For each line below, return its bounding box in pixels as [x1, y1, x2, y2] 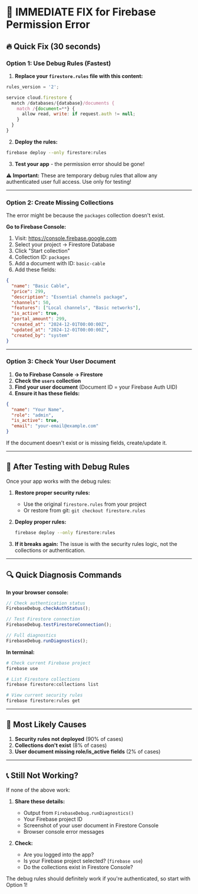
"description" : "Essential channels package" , [11, 294, 128, 300]
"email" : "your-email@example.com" [11, 423, 99, 429]
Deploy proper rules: [14, 518, 67, 525]
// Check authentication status [6, 600, 85, 606]
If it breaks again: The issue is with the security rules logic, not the [14, 540, 178, 547]
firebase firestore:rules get [6, 698, 81, 704]
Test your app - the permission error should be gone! [14, 160, 145, 167]
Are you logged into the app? [23, 851, 94, 858]
